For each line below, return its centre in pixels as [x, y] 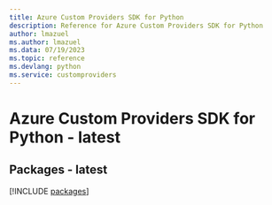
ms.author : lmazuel [45, 42]
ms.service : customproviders [63, 75]
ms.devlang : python [45, 67]
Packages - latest [58, 170]
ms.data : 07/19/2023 [47, 50]
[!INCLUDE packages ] [49, 191]
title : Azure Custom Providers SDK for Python [97, 17]
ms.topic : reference [47, 58]
